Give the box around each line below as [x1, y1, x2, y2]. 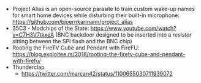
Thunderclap [12, 63, 45, 71]
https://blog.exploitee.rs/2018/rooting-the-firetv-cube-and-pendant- [12, 51, 186, 57]
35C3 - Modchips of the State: [12, 24, 89, 32]
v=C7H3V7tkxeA [12, 31, 55, 38]
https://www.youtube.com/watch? [90, 24, 176, 32]
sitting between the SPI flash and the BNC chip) [12, 38, 133, 45]
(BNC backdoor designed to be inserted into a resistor [55, 31, 192, 38]
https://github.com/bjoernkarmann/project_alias [12, 18, 134, 25]
